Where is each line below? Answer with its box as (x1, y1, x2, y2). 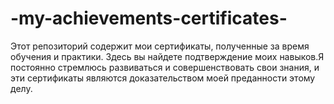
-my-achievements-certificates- (10, 7, 288, 30)
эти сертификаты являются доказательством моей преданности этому (10, 72, 316, 84)
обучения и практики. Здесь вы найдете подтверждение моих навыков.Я (10, 50, 325, 62)
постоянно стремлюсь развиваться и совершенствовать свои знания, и (10, 61, 320, 73)
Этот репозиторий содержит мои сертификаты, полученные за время (10, 40, 310, 52)
